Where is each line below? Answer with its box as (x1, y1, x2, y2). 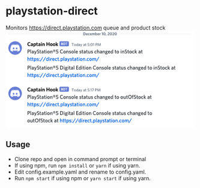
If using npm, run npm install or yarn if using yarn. (14, 162, 141, 169)
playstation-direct (5, 4, 98, 18)
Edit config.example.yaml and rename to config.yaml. (14, 168, 147, 175)
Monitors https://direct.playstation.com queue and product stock (5, 24, 166, 31)
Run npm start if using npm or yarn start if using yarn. (14, 174, 151, 181)
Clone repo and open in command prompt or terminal (14, 155, 147, 163)
